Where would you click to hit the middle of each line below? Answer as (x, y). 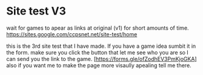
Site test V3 (36, 11)
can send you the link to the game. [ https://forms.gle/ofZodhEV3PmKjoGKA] (101, 59)
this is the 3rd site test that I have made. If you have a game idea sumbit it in (101, 46)
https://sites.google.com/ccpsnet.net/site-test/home (72, 34)
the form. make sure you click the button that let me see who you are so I (98, 52)
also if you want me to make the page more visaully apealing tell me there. (99, 65)
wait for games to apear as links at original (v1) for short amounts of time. (98, 28)
